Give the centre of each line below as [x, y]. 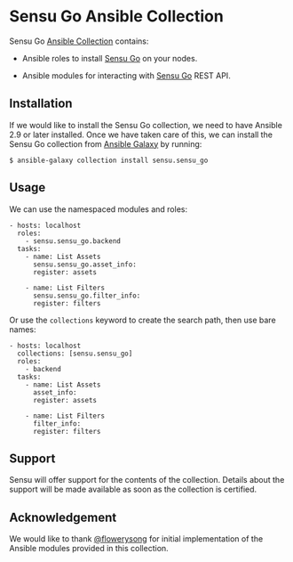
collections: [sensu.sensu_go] [75, 354]
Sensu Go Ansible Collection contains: [79, 41]
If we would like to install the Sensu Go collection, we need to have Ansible [146, 125]
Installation [41, 104]
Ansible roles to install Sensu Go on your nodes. [110, 58]
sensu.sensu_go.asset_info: [85, 265]
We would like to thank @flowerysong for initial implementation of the [136, 539]
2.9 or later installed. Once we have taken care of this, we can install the [141, 134]
